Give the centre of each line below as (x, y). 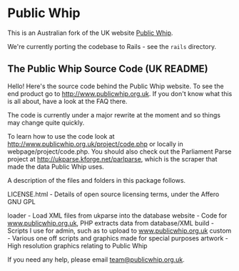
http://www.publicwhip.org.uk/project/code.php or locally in (95, 144)
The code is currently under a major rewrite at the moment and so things (114, 115)
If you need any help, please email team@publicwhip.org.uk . (96, 259)
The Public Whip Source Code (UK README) (108, 69)
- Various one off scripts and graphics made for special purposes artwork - (118, 238)
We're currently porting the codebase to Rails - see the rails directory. (112, 46)
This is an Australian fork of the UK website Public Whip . (90, 33)
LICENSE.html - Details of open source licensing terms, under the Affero (113, 194)
